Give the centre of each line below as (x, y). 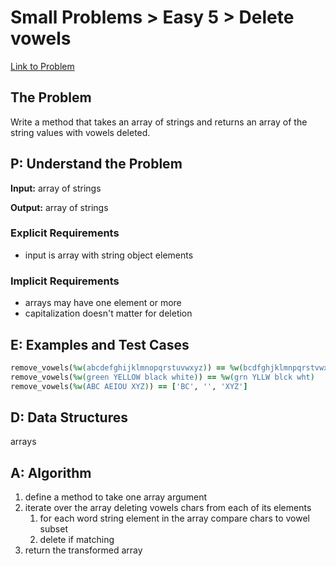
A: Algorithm (51, 472)
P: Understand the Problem (96, 164)
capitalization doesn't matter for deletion (108, 313)
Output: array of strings (59, 207)
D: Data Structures (69, 417)
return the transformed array (83, 550)
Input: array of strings (56, 188)
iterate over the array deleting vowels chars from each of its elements (168, 508)
